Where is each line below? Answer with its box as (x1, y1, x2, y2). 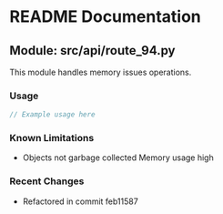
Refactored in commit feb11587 (22, 196, 138, 207)
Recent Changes (9, 175, 85, 188)
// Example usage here (9, 110, 96, 119)
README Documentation (9, 6, 202, 27)
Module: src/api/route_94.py (9, 43, 176, 58)
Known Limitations (9, 132, 95, 145)
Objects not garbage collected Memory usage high (22, 152, 214, 163)
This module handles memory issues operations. (9, 66, 192, 77)
